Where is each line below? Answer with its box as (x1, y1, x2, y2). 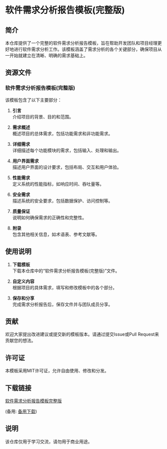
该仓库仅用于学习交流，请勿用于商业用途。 (5, 439, 92, 445)
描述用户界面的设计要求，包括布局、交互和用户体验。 (12, 164, 122, 170)
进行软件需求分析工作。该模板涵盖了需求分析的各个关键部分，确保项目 (13, 46, 158, 52)
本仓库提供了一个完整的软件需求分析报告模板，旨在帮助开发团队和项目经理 (5, 40, 158, 46)
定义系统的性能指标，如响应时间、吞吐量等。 (12, 181, 104, 187)
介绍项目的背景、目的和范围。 (12, 113, 74, 119)
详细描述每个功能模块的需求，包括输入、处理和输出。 (12, 147, 122, 153)
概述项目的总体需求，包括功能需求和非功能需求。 (12, 130, 113, 136)
